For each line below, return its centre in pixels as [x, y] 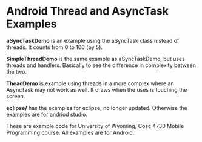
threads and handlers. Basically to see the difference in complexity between [101, 65]
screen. [16, 96]
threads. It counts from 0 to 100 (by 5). [55, 47]
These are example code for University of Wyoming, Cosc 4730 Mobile [95, 126]
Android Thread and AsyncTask [87, 11]
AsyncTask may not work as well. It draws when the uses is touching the [97, 89]
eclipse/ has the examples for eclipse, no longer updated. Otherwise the [97, 108]
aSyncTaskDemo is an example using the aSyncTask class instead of [93, 40]
